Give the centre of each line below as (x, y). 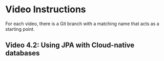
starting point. (20, 29)
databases (23, 53)
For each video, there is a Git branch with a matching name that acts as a (83, 24)
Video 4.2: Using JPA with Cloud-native (70, 45)
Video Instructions (46, 9)
